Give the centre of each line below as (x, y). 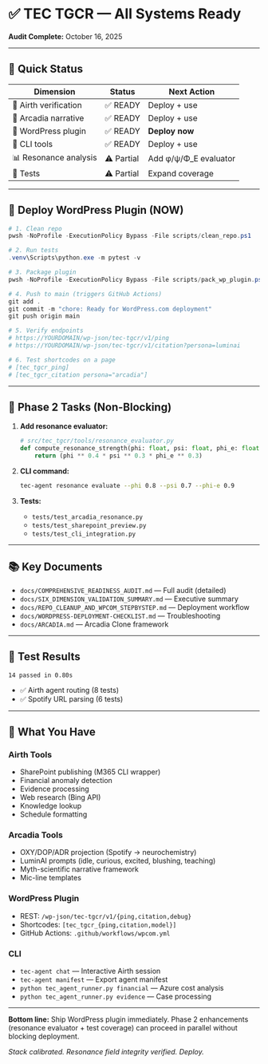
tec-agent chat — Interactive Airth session (90, 971)
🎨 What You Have (52, 732)
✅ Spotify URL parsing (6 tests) (71, 698)
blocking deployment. (44, 1036)
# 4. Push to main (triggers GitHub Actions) (85, 294)
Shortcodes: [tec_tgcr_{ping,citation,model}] (98, 924)
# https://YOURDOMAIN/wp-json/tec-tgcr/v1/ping (89, 338)
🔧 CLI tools (33, 144)
